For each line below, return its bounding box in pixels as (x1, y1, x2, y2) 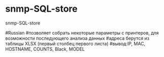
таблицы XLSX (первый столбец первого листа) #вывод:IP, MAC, (5, 40, 146, 46)
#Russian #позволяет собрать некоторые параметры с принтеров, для (5, 30, 159, 36)
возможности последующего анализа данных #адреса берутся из (5, 35, 150, 41)
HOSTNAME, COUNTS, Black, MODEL (5, 46, 85, 52)
